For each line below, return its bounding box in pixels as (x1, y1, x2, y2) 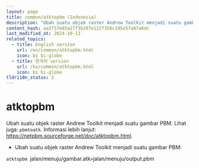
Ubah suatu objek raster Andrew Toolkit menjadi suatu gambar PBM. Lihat (6, 119, 187, 127)
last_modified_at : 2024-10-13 (6, 31, 81, 37)
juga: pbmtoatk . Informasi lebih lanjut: (6, 126, 97, 133)
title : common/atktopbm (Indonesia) (6, 14, 97, 20)
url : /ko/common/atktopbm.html (17, 63, 94, 70)
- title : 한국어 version (11, 58, 69, 64)
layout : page (6, 8, 38, 15)
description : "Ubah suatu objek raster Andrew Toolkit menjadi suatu (6, 20, 182, 25)
